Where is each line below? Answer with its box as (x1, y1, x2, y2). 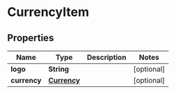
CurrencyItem (7, 4, 89, 20)
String (48, 64, 70, 74)
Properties (7, 32, 54, 44)
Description (86, 53, 127, 62)
